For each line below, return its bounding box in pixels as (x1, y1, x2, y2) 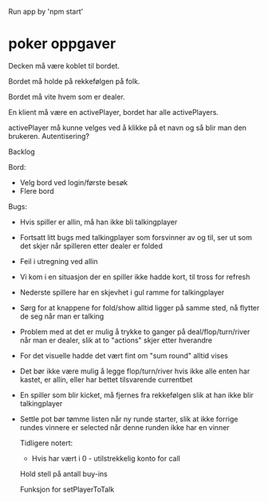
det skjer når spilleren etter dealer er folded (19, 241, 164, 251)
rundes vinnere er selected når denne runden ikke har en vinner (19, 422, 230, 432)
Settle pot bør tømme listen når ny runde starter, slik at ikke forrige (19, 414, 238, 424)
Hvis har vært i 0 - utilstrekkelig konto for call (31, 453, 181, 463)
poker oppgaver (8, 35, 116, 53)
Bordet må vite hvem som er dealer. (8, 92, 125, 101)
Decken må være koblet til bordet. (8, 61, 120, 70)
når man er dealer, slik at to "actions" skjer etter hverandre (19, 335, 213, 345)
